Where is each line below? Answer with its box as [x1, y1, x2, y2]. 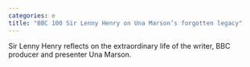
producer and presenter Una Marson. [8, 49, 132, 59]
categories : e [8, 11, 56, 20]
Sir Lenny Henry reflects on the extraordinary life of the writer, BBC [8, 41, 231, 50]
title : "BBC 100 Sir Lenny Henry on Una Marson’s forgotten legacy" [8, 19, 243, 27]
